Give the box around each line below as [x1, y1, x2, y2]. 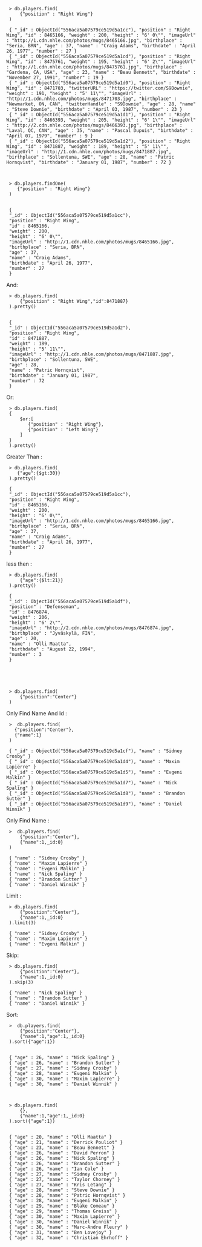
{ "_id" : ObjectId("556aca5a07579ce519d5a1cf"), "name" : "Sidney [8, 748, 183, 754]
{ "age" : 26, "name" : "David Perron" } [8, 1150, 115, 1156]
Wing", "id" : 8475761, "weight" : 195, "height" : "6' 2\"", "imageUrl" [6, 59, 197, 65]
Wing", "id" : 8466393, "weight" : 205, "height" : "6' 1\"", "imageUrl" [6, 117, 197, 123]
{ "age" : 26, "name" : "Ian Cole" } [8, 1166, 104, 1172]
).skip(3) [8, 979, 34, 985]
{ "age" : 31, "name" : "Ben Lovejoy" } [8, 1229, 112, 1235]
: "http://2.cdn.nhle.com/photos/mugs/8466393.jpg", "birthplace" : [6, 122, 183, 128]
